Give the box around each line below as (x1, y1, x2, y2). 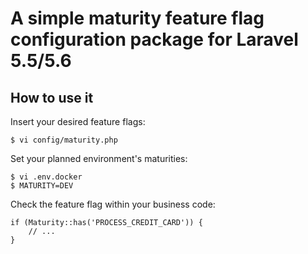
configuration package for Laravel (10, 28, 299, 51)
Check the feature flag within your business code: (10, 198, 216, 210)
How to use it (10, 89, 94, 106)
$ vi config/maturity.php (10, 135, 118, 145)
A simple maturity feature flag (10, 7, 265, 30)
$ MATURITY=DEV (10, 181, 74, 191)
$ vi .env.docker (10, 172, 83, 182)
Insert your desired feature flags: (10, 116, 146, 127)
